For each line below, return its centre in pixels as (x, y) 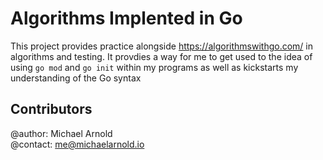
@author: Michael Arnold (61, 133)
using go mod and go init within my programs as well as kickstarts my (154, 67)
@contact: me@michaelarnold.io (77, 144)
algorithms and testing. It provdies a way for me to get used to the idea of (161, 56)
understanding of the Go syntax (76, 78)
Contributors (51, 109)
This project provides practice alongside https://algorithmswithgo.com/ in (161, 46)
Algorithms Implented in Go (126, 18)
